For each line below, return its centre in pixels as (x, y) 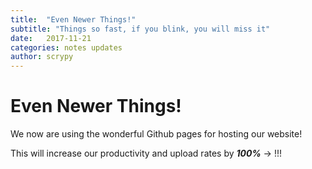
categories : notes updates (66, 47)
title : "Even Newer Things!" (73, 19)
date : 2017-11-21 (51, 38)
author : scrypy (42, 57)
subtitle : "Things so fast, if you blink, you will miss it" (140, 29)
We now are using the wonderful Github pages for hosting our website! (156, 134)
